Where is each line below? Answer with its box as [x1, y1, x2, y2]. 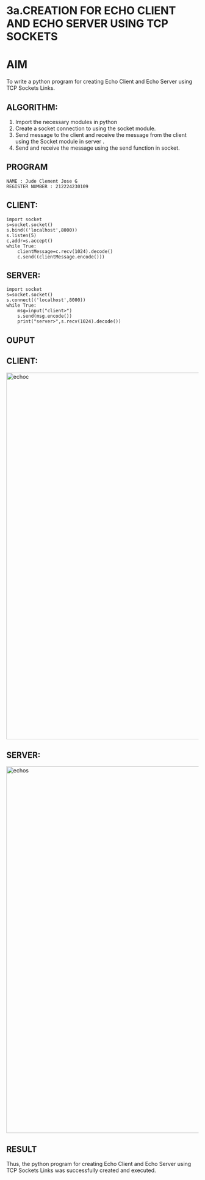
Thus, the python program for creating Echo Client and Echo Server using [6, 1160, 192, 1168]
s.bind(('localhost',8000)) [6, 227, 78, 233]
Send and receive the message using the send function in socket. [15, 144, 180, 152]
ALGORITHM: [6, 102, 58, 112]
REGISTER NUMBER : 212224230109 [6, 183, 88, 189]
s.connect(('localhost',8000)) [6, 297, 86, 303]
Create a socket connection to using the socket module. [15, 125, 156, 132]
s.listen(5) [6, 232, 37, 238]
